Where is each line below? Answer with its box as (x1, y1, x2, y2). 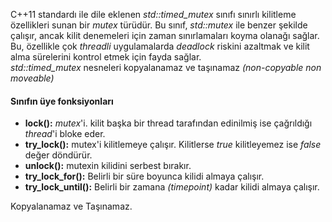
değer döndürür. (24, 149, 93, 161)
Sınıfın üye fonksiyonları (10, 95, 114, 107)
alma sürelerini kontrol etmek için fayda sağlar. (10, 51, 202, 63)
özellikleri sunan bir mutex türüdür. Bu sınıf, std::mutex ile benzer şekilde (10, 19, 308, 31)
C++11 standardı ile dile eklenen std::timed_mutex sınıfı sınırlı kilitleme (10, 9, 297, 20)
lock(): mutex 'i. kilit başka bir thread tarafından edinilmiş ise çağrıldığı (24, 117, 313, 129)
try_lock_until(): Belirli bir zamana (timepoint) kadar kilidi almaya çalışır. (24, 181, 320, 193)
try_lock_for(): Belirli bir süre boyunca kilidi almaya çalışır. (24, 170, 265, 183)
